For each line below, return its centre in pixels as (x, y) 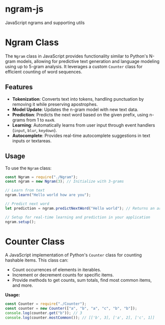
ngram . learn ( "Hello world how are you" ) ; (48, 195)
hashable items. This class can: (37, 260)
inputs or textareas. (32, 140)
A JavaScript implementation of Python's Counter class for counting (74, 255)
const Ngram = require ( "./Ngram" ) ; (41, 177)
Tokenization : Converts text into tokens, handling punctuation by (78, 99)
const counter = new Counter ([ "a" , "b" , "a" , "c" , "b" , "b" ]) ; (71, 309)
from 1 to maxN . (41, 120)
